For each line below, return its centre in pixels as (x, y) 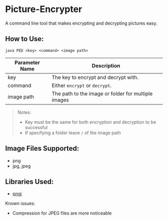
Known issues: (20, 203)
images (60, 100)
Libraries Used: (29, 182)
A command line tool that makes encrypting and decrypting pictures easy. (81, 23)
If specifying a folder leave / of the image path (73, 133)
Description (106, 65)
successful (36, 127)
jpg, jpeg (21, 166)
